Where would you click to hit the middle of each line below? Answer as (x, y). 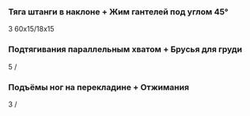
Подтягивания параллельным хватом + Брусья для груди (125, 50)
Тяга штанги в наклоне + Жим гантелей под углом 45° (118, 12)
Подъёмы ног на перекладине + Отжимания (99, 87)
